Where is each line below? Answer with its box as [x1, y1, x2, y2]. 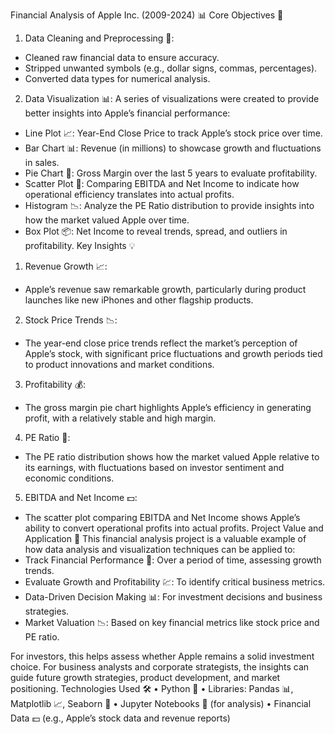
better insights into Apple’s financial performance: [24, 107, 231, 119]
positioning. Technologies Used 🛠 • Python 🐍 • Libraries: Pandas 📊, [10, 683, 294, 694]
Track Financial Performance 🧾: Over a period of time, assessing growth [24, 554, 322, 566]
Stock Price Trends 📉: [24, 314, 118, 326]
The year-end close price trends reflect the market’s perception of [24, 337, 298, 349]
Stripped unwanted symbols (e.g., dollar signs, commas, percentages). [24, 62, 318, 74]
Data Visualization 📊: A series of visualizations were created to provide [24, 93, 320, 104]
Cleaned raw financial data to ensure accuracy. [24, 52, 220, 63]
